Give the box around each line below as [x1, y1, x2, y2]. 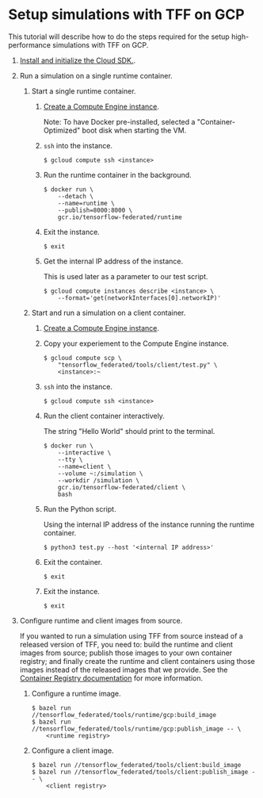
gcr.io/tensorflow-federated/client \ [58, 483, 186, 491]
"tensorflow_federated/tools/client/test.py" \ [58, 361, 218, 369]
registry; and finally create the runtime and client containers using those [19, 656, 255, 666]
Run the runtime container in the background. [43, 170, 192, 179]
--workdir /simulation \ [58, 476, 140, 485]
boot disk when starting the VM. [82, 125, 187, 135]
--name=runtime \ [58, 199, 115, 207]
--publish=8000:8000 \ [58, 206, 133, 214]
